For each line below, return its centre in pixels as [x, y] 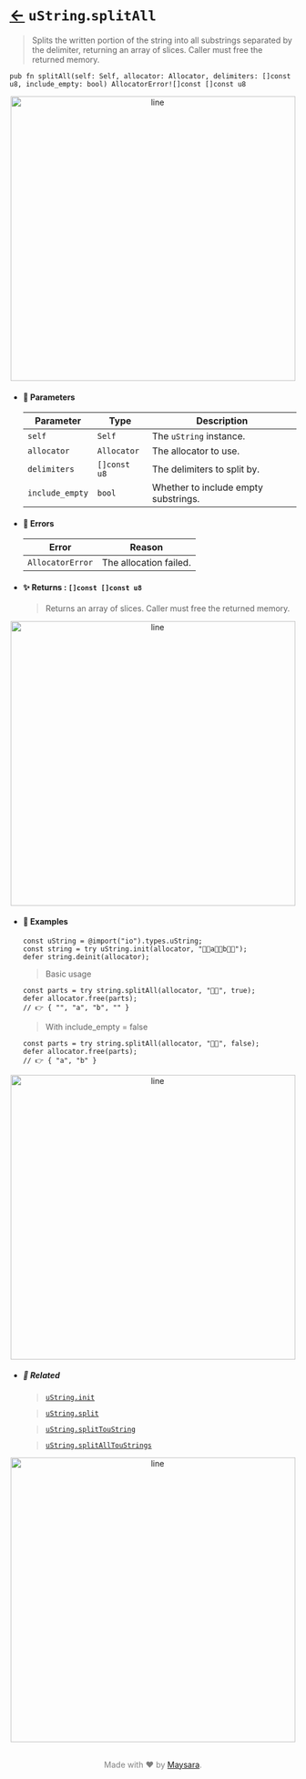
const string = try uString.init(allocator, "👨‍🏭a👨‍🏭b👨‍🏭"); [135, 949]
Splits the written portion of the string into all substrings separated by [162, 40]
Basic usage [68, 974]
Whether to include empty [208, 487]
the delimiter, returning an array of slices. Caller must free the [147, 49]
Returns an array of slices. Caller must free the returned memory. [168, 608]
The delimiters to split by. [206, 469]
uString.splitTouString [91, 1429]
